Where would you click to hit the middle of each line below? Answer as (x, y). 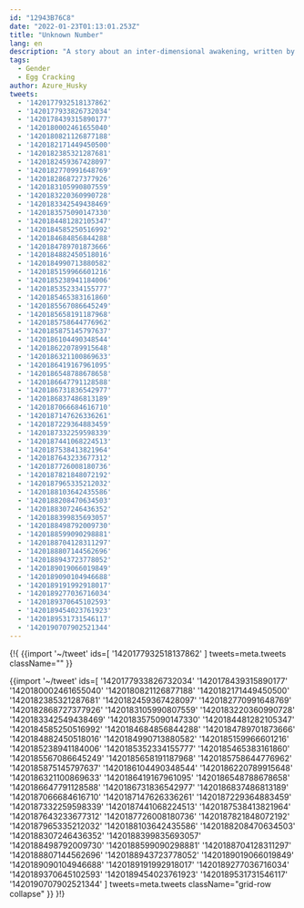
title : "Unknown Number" (56, 35)
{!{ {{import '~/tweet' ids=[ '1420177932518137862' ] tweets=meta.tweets (148, 653)
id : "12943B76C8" (42, 18)
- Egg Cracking (46, 77)
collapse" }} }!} (37, 893)
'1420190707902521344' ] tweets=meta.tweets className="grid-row (140, 883)
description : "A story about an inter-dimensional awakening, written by (152, 52)
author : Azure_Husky (49, 86)
